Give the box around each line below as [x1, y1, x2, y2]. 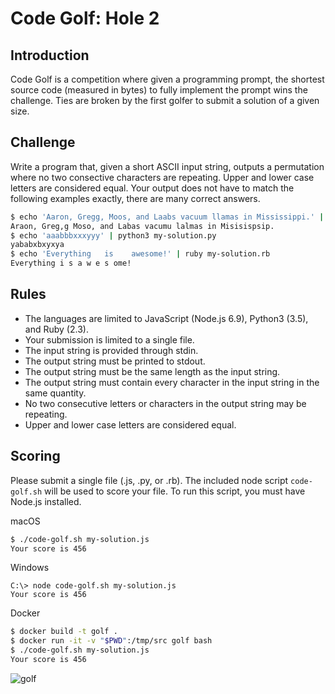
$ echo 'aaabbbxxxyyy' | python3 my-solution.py [10, 230, 217, 241]
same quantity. [24, 387, 87, 399]
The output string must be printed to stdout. [24, 355, 206, 367]
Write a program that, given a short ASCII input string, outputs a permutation [10, 160, 325, 172]
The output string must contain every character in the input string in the [24, 376, 320, 388]
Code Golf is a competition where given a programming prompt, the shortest [10, 73, 325, 85]
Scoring [10, 448, 61, 465]
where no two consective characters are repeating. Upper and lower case [10, 171, 315, 183]
